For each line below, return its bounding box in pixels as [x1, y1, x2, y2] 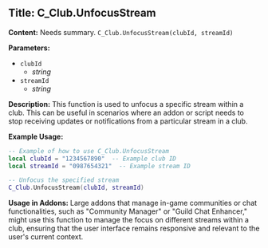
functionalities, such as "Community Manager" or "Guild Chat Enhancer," [8, 207, 248, 216]
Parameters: [8, 43, 50, 53]
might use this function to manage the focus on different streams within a [8, 215, 250, 225]
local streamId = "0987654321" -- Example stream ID [8, 162, 191, 170]
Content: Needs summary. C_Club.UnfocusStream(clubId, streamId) [8, 27, 234, 37]
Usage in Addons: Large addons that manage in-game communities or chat [8, 199, 258, 208]
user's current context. [8, 232, 84, 242]
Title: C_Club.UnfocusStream [8, 6, 157, 20]
